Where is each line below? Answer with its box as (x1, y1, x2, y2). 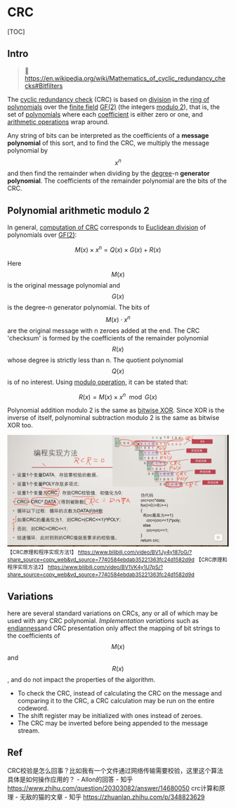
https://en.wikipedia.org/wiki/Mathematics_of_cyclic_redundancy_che (24, 74, 226, 82)
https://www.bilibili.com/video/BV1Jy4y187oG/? (77, 549, 192, 556)
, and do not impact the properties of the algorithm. (7, 675, 156, 684)
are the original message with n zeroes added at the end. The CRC (7, 326, 200, 335)
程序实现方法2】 (7, 564, 47, 571)
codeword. (17, 704, 49, 712)
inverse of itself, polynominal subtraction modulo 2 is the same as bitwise (7, 413, 220, 422)
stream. (17, 726, 40, 735)
